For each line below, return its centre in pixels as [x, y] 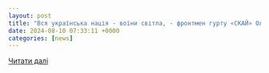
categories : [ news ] [41, 38]
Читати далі [28, 61]
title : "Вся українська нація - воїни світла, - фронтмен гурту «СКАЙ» [130, 23]
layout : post [30, 16]
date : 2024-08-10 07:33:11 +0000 [64, 30]
